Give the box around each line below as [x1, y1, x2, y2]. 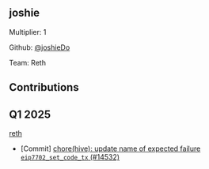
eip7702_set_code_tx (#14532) [20, 152, 120, 162]
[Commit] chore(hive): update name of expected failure [20, 144, 201, 153]
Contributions [9, 81, 79, 94]
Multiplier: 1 [9, 27, 47, 36]
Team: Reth [9, 58, 47, 67]
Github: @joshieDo [9, 43, 70, 52]
